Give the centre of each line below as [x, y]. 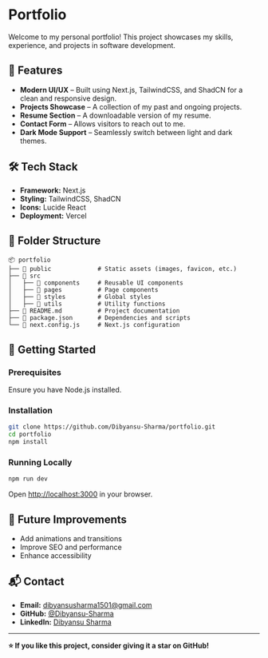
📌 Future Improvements [68, 519]
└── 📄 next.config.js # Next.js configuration [94, 325]
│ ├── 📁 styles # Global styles [80, 297]
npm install [28, 442]
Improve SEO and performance [71, 547]
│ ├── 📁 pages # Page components [83, 290]
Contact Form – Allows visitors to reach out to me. [102, 124]
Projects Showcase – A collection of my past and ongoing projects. [131, 106]
